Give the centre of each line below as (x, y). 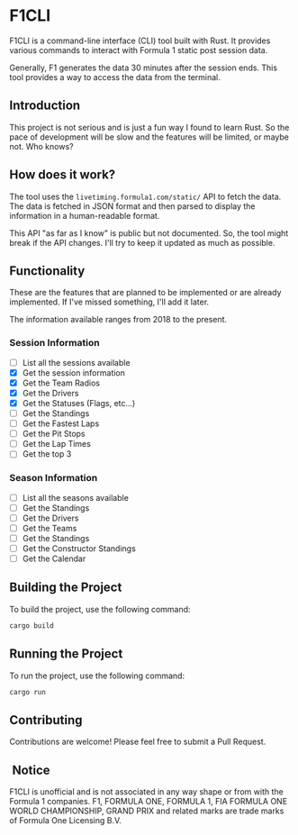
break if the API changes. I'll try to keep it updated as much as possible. (142, 242)
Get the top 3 (47, 454)
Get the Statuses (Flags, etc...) (79, 403)
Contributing (46, 720)
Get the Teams (50, 528)
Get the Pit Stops (54, 434)
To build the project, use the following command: (100, 609)
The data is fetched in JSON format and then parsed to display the (132, 206)
